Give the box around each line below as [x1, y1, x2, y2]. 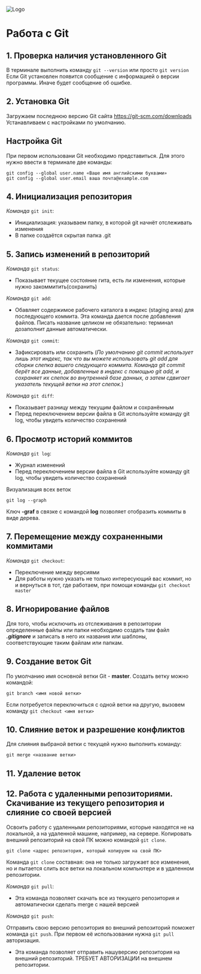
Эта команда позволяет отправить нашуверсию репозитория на [14, 948, 180, 955]
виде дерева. [6, 515, 40, 522]
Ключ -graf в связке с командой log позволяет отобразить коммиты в [6, 508, 187, 515]
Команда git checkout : [6, 557, 65, 564]
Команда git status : [6, 265, 60, 272]
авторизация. [6, 936, 41, 944]
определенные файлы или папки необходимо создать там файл [6, 626, 169, 633]
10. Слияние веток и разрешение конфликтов [6, 725, 185, 735]
